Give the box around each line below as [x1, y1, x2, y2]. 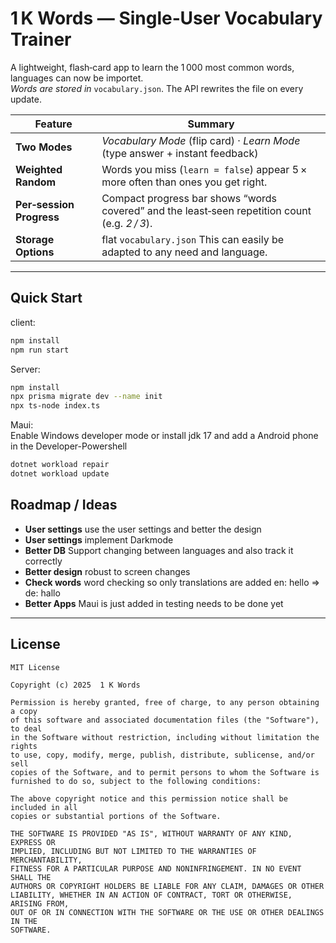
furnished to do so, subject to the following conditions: [10, 776, 262, 786]
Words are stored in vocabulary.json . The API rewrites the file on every [10, 82, 304, 94]
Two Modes [15, 140, 73, 154]
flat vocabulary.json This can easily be [101, 232, 285, 246]
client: [10, 316, 36, 328]
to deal [10, 723, 43, 734]
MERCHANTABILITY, [10, 855, 83, 865]
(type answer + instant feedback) [101, 146, 259, 160]
